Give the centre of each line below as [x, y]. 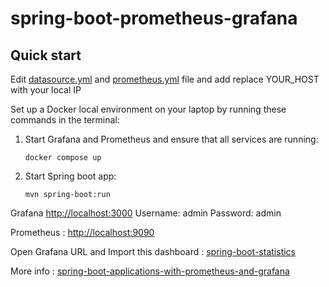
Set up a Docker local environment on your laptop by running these [148, 109]
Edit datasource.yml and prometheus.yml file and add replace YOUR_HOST [165, 79]
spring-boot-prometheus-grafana [154, 18]
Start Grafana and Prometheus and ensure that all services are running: [171, 139]
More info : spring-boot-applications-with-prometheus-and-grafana [150, 271]
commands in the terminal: [65, 120]
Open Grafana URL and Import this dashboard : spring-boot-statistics [153, 251]
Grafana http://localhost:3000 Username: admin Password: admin [146, 213]
